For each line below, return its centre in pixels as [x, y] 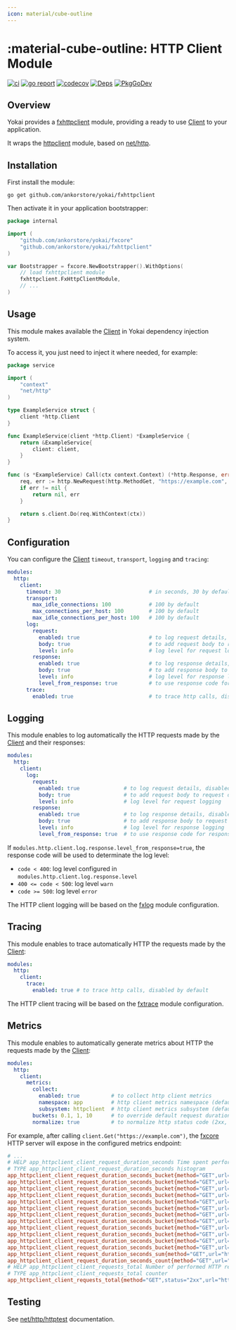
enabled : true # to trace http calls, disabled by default [121, 990]
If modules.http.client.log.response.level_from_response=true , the [106, 847]
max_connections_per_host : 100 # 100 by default [116, 612]
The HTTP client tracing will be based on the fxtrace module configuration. [116, 1003]
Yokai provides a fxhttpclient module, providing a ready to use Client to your [117, 122]
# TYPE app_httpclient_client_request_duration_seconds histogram [106, 1169]
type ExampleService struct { [52, 410]
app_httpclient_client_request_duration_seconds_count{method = [102, 1260]
